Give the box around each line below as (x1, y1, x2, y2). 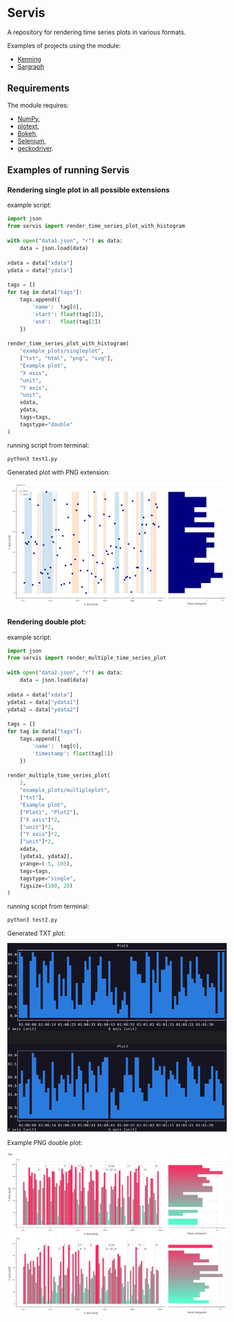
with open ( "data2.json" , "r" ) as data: (7, 669, 123, 676)
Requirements (7, 82, 70, 95)
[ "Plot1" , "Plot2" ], (19, 809, 79, 816)
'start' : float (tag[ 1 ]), (32, 311, 104, 318)
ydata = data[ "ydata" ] (7, 267, 73, 274)
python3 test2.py (7, 917, 58, 924)
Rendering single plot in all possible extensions (7, 185, 170, 195)
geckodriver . (17, 144, 54, 153)
